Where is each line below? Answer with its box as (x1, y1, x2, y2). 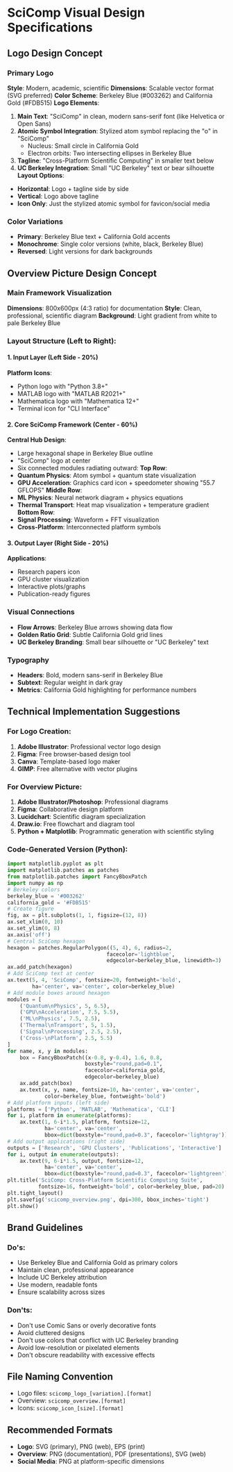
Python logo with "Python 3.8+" (17, 382, 109, 390)
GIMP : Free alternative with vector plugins (17, 764, 138, 772)
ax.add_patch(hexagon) (7, 964, 73, 970)
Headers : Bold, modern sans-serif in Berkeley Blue (17, 670, 163, 679)
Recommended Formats (7, 1424, 113, 1436)
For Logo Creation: (7, 727, 71, 736)
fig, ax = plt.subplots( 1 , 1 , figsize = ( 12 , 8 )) (7, 912, 148, 919)
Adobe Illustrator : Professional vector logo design (17, 742, 162, 751)
